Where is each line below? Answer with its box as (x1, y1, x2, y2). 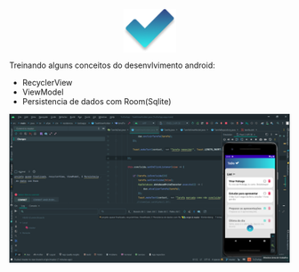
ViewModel (21, 87, 64, 97)
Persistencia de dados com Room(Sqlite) (21, 95, 172, 106)
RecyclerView (21, 77, 73, 87)
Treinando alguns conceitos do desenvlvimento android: (9, 60, 215, 70)
